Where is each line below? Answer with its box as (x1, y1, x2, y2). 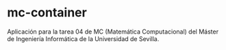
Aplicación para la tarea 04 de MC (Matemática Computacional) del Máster (7, 27, 219, 36)
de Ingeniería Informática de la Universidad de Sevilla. (7, 34, 160, 42)
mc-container (7, 5, 87, 21)
